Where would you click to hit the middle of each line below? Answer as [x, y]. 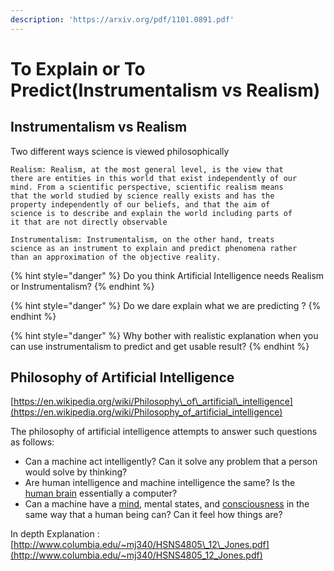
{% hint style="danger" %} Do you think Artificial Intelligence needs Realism [167, 275]
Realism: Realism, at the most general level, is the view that [147, 169]
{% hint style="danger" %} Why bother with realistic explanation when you [164, 335]
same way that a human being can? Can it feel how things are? [153, 515]
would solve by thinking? [76, 472]
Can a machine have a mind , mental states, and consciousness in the [167, 504]
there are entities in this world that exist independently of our [154, 178]
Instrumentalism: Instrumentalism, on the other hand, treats [142, 239]
